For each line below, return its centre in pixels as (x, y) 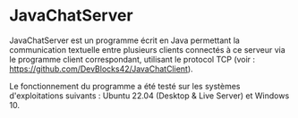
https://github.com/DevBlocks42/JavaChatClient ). (102, 69)
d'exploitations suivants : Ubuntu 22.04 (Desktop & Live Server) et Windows (149, 96)
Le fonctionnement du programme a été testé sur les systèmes (125, 86)
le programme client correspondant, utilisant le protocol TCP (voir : (132, 59)
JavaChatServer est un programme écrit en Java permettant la (124, 40)
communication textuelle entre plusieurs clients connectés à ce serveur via (148, 49)
